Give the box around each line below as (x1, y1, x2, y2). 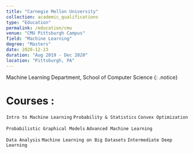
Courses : (6, 94, 55, 107)
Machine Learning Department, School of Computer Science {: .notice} (6, 74, 178, 81)
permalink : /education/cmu (6, 25, 72, 31)
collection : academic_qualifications (6, 14, 99, 20)
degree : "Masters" (6, 42, 51, 47)
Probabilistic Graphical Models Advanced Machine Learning (6, 126, 153, 132)
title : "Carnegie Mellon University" (6, 8, 99, 15)
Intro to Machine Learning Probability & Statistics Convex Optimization (6, 115, 188, 121)
